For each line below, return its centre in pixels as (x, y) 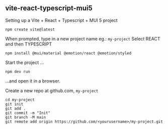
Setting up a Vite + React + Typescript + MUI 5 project (61, 20)
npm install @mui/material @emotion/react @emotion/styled (68, 53)
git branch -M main (26, 117)
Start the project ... (25, 62)
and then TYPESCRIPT (28, 44)
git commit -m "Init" (28, 113)
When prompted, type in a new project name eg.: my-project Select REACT (83, 38)
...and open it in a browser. (33, 81)
